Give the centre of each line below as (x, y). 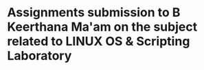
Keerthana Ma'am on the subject (102, 27)
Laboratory (39, 56)
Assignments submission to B (94, 13)
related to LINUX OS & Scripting (99, 41)
